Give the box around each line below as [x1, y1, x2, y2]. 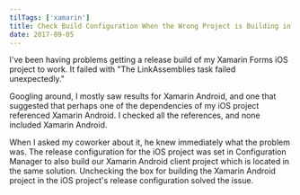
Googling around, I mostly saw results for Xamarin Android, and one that [9, 91, 277, 102]
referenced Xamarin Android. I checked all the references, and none [9, 110, 260, 121]
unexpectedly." [9, 74, 66, 84]
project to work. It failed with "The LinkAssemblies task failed [9, 64, 236, 75]
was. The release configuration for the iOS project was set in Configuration [9, 146, 287, 157]
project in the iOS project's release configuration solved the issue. [9, 175, 254, 186]
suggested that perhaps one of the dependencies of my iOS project [9, 101, 260, 111]
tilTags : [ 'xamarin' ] [9, 13, 91, 22]
